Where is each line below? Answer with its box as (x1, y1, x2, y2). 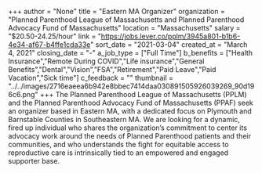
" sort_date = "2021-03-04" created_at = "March (89, 40, 248, 49)
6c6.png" (8, 90, 38, 99)
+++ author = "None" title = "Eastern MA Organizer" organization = (8, 7, 225, 16)
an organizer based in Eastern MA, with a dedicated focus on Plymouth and (8, 106, 253, 116)
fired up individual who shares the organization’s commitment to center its (8, 123, 247, 132)
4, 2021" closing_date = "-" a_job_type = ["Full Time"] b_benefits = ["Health (8, 49, 253, 57)
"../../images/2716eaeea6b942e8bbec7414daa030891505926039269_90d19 (8, 81, 255, 91)
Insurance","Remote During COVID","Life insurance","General (8, 56, 205, 66)
